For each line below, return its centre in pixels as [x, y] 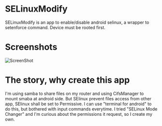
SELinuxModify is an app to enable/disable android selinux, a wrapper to [77, 22]
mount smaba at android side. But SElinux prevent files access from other [78, 98]
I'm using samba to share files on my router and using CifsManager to [74, 94]
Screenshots [31, 47]
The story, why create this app [67, 80]
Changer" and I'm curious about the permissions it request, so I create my [79, 114]
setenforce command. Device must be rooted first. [55, 27]
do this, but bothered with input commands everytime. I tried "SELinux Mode [81, 109]
